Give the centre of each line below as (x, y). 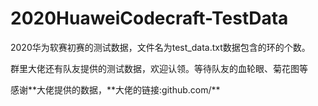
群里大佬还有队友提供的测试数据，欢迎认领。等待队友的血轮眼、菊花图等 (159, 68)
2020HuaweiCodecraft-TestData (149, 18)
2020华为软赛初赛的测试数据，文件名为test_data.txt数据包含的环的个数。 (160, 47)
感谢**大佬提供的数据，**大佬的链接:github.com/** (115, 89)
